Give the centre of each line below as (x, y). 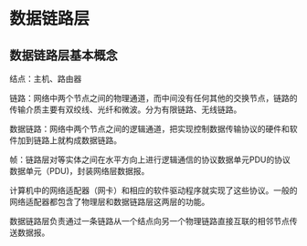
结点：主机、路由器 (46, 79)
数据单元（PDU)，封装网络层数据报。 (79, 171)
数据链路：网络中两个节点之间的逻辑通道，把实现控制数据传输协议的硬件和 (149, 129)
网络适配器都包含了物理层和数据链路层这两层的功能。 (110, 202)
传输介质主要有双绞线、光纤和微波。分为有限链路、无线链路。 (126, 109)
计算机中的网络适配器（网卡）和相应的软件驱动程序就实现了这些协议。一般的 (153, 190)
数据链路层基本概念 (64, 55)
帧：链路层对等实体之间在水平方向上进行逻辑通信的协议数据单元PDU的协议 (150, 159)
